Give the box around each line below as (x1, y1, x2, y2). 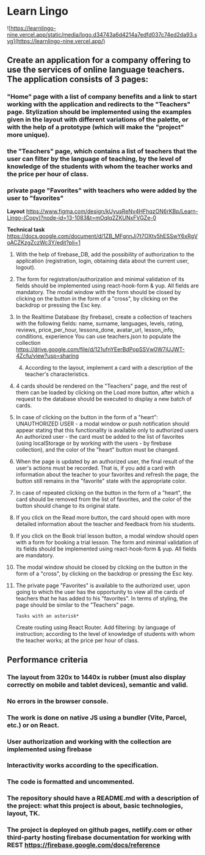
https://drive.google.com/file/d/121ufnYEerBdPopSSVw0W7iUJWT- (15, 346, 185, 353)
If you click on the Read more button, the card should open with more (15, 514, 191, 521)
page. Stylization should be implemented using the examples (7, 108, 192, 117)
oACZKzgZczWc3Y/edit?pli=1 (7, 239, 81, 247)
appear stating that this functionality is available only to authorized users (15, 427, 199, 434)
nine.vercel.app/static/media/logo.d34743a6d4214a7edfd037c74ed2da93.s (7, 31, 198, 38)
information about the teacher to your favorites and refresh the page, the (15, 471, 199, 478)
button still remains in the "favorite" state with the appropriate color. (15, 477, 187, 485)
